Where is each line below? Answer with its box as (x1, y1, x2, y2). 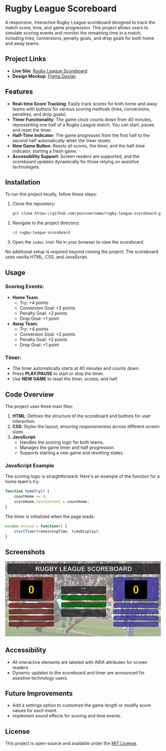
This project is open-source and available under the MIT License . (5, 741, 138, 747)
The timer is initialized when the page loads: (5, 513, 95, 519)
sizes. (12, 429, 25, 435)
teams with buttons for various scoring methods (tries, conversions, (12, 106, 151, 112)
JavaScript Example (5, 462, 54, 469)
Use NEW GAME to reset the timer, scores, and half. (12, 376, 119, 382)
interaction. (12, 418, 36, 424)
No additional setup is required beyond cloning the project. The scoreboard (5, 249, 159, 255)
